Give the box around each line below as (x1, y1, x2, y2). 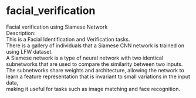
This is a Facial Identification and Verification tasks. (6, 36, 130, 43)
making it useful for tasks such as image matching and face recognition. (6, 85, 181, 92)
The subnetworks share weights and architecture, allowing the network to (6, 66, 185, 73)
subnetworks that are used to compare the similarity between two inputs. (6, 60, 183, 68)
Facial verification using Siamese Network (6, 23, 108, 30)
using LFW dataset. (6, 48, 53, 55)
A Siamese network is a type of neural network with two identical (6, 54, 163, 61)
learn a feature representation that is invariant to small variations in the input (6, 73, 191, 80)
